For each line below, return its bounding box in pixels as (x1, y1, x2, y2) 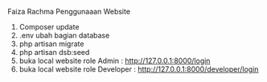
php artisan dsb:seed (18, 48, 90, 57)
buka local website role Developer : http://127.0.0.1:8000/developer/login (18, 64, 259, 74)
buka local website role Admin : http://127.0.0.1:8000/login (18, 56, 211, 65)
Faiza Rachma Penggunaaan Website (7, 7, 130, 16)
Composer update (18, 22, 80, 31)
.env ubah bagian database (18, 31, 110, 40)
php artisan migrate (18, 39, 84, 49)
